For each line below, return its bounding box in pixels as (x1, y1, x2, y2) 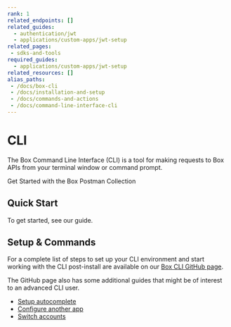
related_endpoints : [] (7, 17, 74, 24)
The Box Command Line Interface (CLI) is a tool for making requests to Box (7, 156, 225, 164)
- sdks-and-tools (10, 50, 61, 57)
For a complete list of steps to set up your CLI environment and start (7, 255, 205, 264)
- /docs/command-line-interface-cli (10, 102, 118, 109)
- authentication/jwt (13, 30, 77, 37)
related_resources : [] (7, 69, 74, 76)
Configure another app (17, 304, 84, 314)
